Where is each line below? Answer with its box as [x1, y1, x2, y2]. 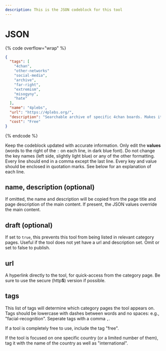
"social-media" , [14, 73, 48, 78]
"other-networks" [14, 68, 50, 73]
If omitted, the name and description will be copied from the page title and [5, 196, 156, 202]
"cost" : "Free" [9, 119, 41, 124]
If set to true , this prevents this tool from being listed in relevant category [5, 234, 154, 240]
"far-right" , [14, 82, 41, 87]
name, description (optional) [5, 183, 95, 191]
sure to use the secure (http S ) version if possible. [5, 278, 106, 283]
